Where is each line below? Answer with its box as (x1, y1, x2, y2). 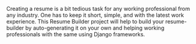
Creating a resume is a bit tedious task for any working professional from (6, 5, 190, 12)
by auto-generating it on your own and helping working (25, 24, 165, 31)
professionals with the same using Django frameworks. (6, 31, 145, 38)
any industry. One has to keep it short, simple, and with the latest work (6, 11, 184, 19)
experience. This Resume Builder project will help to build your (6, 18, 164, 25)
